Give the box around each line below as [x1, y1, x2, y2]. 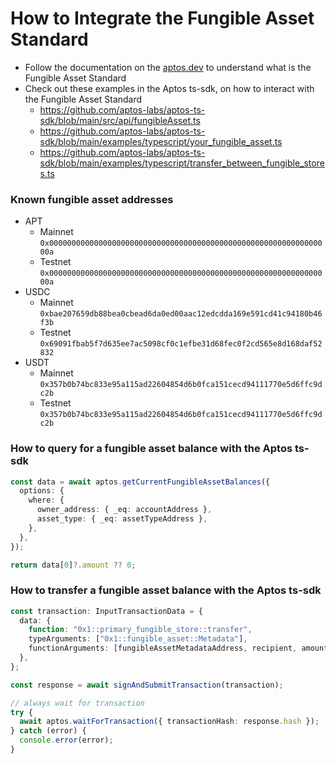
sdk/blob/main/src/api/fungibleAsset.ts [39, 114, 201, 126]
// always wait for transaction [10, 698, 145, 708]
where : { [28, 495, 65, 506]
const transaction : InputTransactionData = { [10, 606, 203, 616]
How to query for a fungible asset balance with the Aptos [10, 442, 293, 456]
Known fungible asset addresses [10, 192, 174, 206]
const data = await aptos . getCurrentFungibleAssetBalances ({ [10, 477, 271, 487]
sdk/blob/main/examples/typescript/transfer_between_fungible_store [39, 157, 325, 169]
